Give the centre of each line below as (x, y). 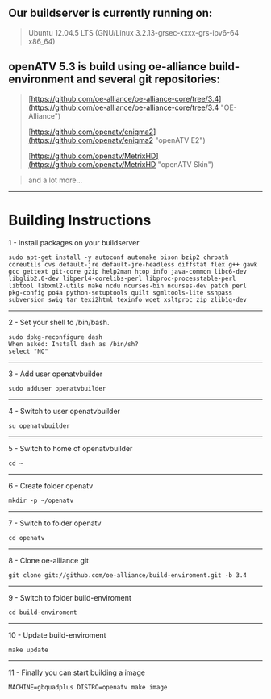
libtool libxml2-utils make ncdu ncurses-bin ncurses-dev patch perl (128, 286)
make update (28, 650)
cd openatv (27, 538)
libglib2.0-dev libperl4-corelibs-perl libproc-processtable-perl (122, 278)
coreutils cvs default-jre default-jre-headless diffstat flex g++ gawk (133, 264)
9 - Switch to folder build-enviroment (70, 597)
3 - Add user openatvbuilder (56, 374)
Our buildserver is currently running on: (110, 13)
